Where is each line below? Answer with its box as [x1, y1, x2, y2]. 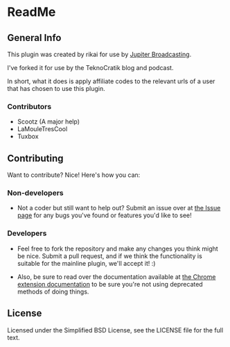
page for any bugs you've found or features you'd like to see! [17, 211, 192, 219]
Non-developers [7, 188, 64, 198]
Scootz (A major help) [17, 117, 80, 126]
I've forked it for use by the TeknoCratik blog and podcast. [7, 64, 174, 71]
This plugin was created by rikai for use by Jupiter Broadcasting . [7, 50, 192, 58]
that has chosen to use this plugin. [7, 85, 105, 92]
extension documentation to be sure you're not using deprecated [17, 280, 203, 288]
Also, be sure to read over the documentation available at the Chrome [17, 272, 216, 281]
